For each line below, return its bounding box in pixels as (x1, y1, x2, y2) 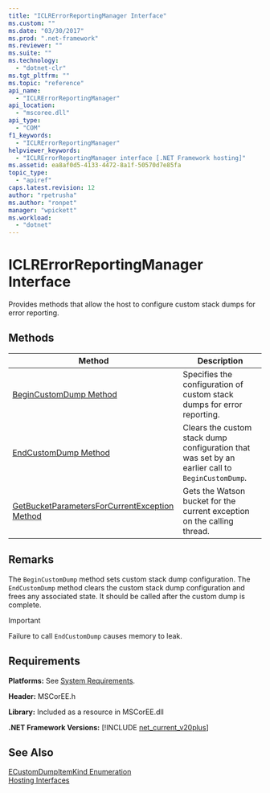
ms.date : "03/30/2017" (8, 27, 84, 35)
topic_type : (8, 169, 48, 177)
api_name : (8, 86, 42, 95)
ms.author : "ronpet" (8, 199, 78, 207)
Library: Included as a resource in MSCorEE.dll (8, 707, 165, 717)
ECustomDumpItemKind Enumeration (8, 767, 132, 777)
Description (197, 355, 243, 366)
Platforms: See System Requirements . (8, 676, 135, 685)
